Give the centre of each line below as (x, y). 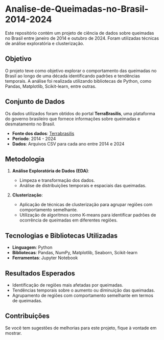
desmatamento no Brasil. (30, 124)
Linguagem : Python (32, 247)
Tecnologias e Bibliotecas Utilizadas (61, 235)
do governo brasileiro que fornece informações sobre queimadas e (73, 119)
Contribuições (27, 316)
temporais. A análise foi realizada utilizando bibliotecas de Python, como (78, 81)
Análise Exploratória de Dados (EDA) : (51, 171)
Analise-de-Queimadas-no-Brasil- (77, 9)
